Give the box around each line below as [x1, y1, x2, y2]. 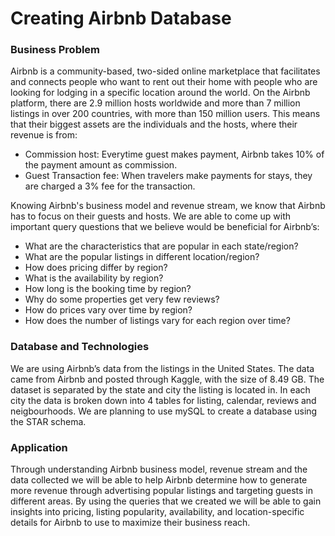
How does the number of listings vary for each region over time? [24, 315, 291, 327]
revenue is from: [10, 129, 78, 141]
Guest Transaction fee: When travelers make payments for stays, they [24, 170, 313, 182]
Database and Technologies [10, 340, 150, 354]
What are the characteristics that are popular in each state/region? [24, 240, 299, 252]
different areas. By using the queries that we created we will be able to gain [10, 495, 322, 507]
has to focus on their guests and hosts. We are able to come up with [10, 210, 292, 222]
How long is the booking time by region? [24, 283, 192, 295]
